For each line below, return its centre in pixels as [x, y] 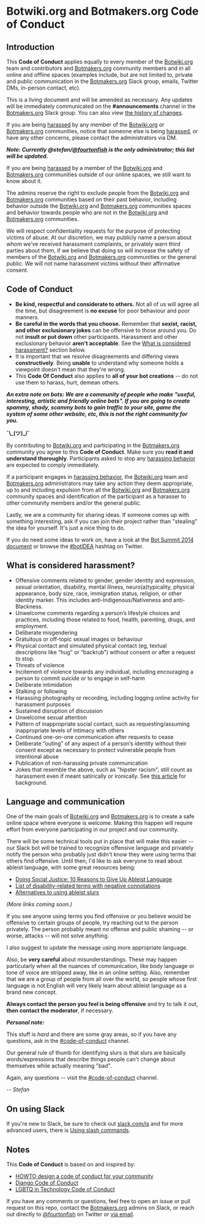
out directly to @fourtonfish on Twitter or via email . [70, 1214]
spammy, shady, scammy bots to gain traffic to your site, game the [94, 407]
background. [31, 782]
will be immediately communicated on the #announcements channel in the [101, 106]
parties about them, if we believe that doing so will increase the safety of [98, 250]
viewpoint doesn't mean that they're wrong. [70, 369]
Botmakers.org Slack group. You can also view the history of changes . [95, 113]
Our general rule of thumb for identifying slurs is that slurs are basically [96, 1053]
